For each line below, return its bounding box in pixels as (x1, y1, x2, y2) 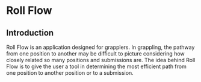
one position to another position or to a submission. (6, 69, 134, 76)
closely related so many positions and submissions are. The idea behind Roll (6, 57, 196, 63)
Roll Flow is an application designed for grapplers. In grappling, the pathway (6, 43, 195, 51)
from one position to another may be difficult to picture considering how (6, 50, 185, 57)
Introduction (6, 28, 54, 38)
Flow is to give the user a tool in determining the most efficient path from (6, 63, 187, 70)
